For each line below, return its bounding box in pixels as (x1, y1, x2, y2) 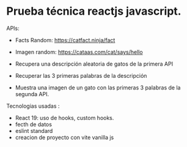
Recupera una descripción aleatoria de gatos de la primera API (15, 60, 173, 67)
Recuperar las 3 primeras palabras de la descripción (15, 72, 147, 79)
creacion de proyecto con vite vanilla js (15, 134, 114, 141)
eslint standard (15, 127, 53, 134)
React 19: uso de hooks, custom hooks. (15, 114, 114, 121)
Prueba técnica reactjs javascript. (6, 4, 182, 18)
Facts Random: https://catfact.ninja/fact (15, 36, 116, 43)
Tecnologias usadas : (6, 102, 60, 110)
